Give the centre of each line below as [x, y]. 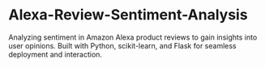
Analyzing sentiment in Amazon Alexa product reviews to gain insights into [133, 37]
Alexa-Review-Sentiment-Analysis [128, 15]
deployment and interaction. [56, 54]
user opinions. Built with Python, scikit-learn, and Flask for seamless [122, 45]
